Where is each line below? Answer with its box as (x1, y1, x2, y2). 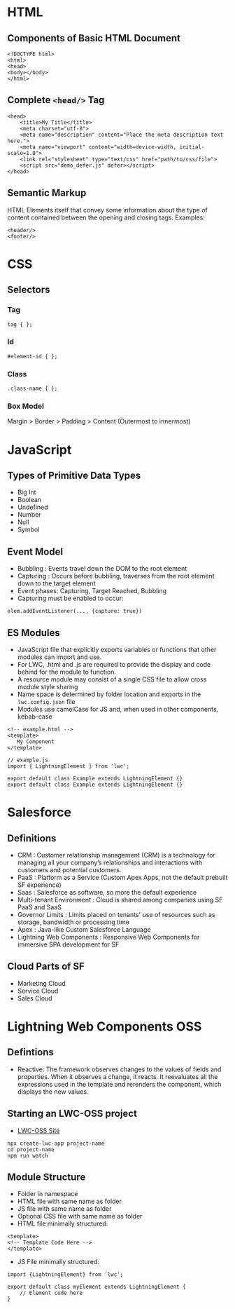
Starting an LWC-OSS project (7, 1108, 138, 1120)
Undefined (17, 503, 48, 512)
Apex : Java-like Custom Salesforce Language (17, 925, 151, 934)
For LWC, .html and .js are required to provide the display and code (17, 660, 211, 669)
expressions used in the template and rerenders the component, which (17, 1080, 222, 1088)
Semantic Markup (7, 187, 87, 199)
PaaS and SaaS (17, 903, 62, 911)
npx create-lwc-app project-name (7, 1140, 105, 1147)
